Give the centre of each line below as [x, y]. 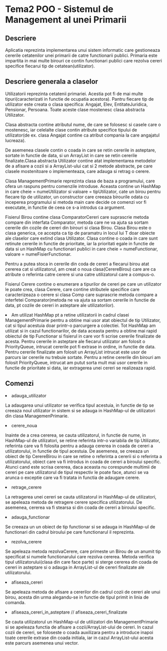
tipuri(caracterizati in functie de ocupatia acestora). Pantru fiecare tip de [80, 99]
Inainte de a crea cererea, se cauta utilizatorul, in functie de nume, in [76, 435]
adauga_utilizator [29, 395]
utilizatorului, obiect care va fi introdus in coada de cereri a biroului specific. [83, 462]
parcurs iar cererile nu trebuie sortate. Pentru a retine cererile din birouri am [83, 357]
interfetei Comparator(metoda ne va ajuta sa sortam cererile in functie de [80, 300]
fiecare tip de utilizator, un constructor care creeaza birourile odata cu [77, 197]
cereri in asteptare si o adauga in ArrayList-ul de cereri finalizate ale [75, 567]
